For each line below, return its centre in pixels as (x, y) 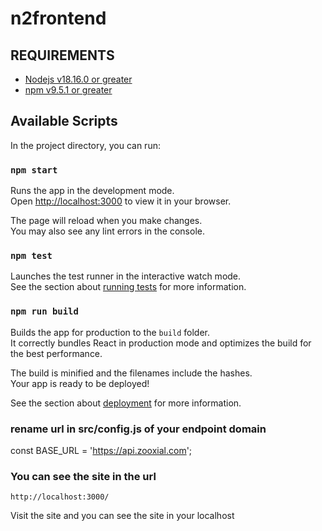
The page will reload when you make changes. (106, 221)
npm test (31, 256)
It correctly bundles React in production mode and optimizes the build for (161, 343)
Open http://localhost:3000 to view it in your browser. (121, 201)
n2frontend (58, 18)
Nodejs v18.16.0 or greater (78, 79)
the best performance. (56, 353)
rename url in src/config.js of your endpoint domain (138, 429)
